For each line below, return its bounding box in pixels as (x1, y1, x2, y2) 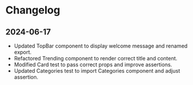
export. (13, 49, 32, 56)
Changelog (5, 4, 60, 17)
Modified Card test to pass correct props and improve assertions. (13, 61, 172, 68)
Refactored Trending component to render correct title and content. (13, 55, 178, 62)
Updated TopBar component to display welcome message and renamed (13, 42, 188, 49)
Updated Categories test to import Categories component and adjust (13, 67, 180, 74)
